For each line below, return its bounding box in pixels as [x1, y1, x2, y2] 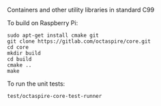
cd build [7, 56, 32, 63]
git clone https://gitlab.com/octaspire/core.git [7, 38, 151, 45]
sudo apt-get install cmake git [7, 32, 99, 39]
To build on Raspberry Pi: [7, 19, 78, 26]
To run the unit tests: [7, 79, 65, 88]
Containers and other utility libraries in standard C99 [7, 6, 155, 14]
